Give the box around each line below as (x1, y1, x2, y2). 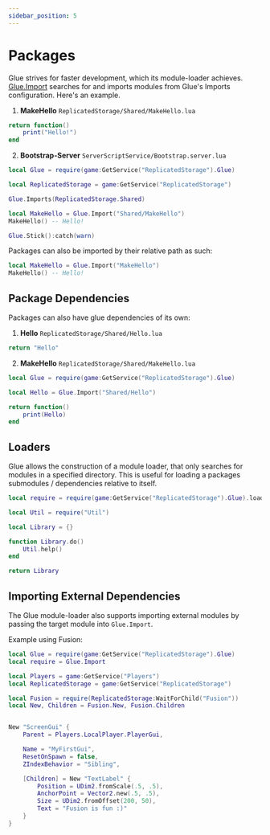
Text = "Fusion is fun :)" (37, 804, 128, 812)
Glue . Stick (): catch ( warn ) (8, 231, 95, 239)
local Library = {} (8, 523, 74, 531)
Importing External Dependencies (8, 589, 181, 603)
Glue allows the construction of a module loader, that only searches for (8, 461, 243, 471)
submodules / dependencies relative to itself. (8, 479, 157, 489)
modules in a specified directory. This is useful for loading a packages (8, 470, 241, 480)
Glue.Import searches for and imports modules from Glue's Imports (8, 81, 231, 91)
